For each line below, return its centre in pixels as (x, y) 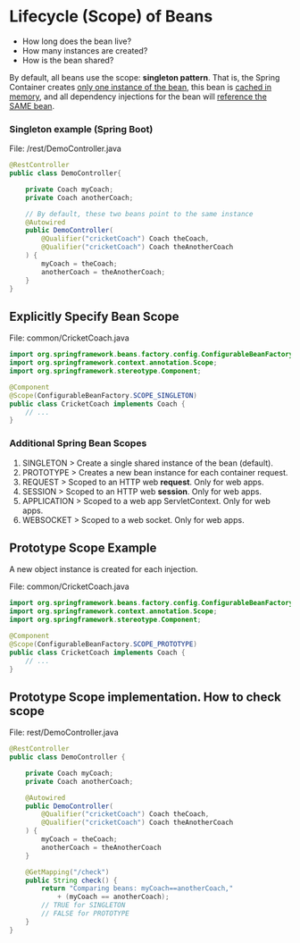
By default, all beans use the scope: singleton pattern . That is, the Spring (145, 77)
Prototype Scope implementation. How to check (145, 697)
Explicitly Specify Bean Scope (94, 316)
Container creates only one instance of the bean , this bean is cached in (141, 87)
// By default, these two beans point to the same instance (139, 214)
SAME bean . (32, 105)
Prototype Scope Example (83, 547)
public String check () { (71, 880)
